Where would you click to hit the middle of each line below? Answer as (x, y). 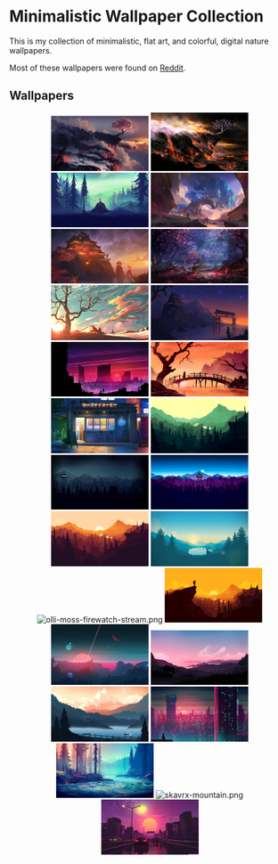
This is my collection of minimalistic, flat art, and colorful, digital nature (139, 41)
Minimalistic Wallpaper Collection (137, 16)
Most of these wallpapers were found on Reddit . (98, 68)
